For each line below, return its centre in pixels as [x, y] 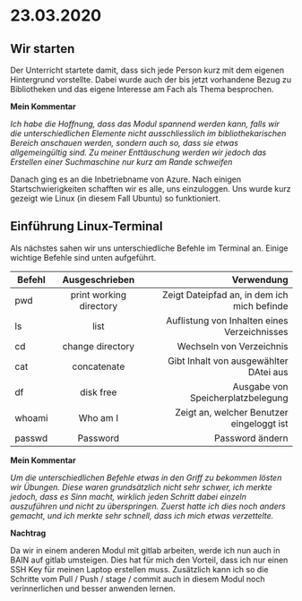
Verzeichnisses [256, 331]
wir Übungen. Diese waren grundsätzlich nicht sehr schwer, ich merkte [141, 487]
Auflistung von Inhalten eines [227, 321]
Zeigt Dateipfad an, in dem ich [225, 295]
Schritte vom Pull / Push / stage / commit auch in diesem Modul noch [138, 579]
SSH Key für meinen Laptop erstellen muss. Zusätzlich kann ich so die [139, 569]
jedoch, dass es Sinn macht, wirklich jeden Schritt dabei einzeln [129, 496]
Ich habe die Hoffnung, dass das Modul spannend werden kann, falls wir [145, 124]
